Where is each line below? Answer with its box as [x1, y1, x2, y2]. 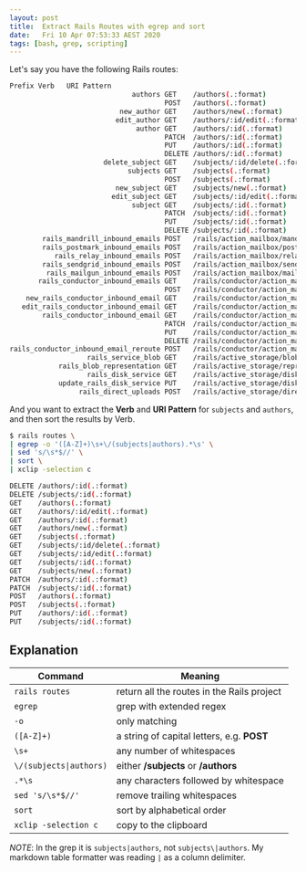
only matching [116, 714, 178, 727]
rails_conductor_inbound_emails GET [37, 277, 178, 286]
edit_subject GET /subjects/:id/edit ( [110, 192, 271, 201]
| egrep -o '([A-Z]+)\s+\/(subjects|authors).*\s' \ [9, 439, 214, 448]
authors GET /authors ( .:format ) [131, 90, 267, 100]
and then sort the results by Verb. [9, 413, 136, 425]
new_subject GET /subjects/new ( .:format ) [115, 184, 287, 193]
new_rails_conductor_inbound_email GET [25, 294, 178, 303]
